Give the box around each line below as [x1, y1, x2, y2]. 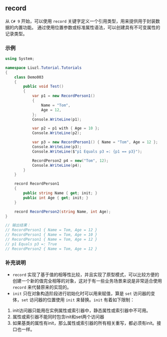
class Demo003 [14, 75, 44, 80]
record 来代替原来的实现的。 [12, 284, 72, 290]
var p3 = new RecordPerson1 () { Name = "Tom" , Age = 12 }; [32, 140, 158, 145]
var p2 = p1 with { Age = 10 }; [32, 126, 100, 131]
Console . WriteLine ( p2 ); [32, 130, 82, 136]
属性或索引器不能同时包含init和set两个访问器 [12, 314, 104, 320]
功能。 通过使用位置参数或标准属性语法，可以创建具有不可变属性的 [22, 24, 160, 30]
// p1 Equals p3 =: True [5, 241, 57, 246]
